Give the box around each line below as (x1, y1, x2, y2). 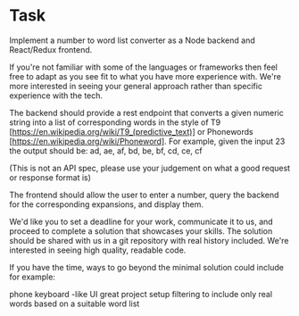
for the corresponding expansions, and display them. (9, 198, 203, 210)
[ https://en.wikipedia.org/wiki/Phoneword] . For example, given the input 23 (9, 136, 286, 146)
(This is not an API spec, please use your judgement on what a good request (9, 162, 291, 173)
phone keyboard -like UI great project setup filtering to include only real (9, 288, 273, 299)
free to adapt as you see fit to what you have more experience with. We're (9, 71, 281, 81)
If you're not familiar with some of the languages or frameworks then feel (9, 62, 278, 72)
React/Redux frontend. (9, 44, 93, 54)
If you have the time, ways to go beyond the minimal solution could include (9, 262, 284, 272)
